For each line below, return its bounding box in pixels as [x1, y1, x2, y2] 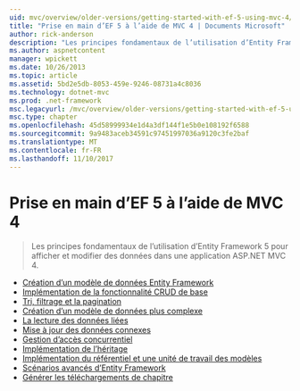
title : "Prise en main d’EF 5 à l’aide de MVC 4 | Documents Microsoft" [9, 21, 286, 30]
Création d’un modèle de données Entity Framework [21, 278, 214, 288]
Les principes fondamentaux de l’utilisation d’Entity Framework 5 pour [30, 241, 288, 252]
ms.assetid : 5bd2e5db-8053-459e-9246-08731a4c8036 [9, 79, 202, 88]
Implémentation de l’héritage [21, 344, 128, 354]
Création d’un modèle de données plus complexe [21, 305, 204, 317]
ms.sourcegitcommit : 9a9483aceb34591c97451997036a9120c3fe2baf [9, 129, 250, 138]
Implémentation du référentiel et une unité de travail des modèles [21, 354, 262, 364]
